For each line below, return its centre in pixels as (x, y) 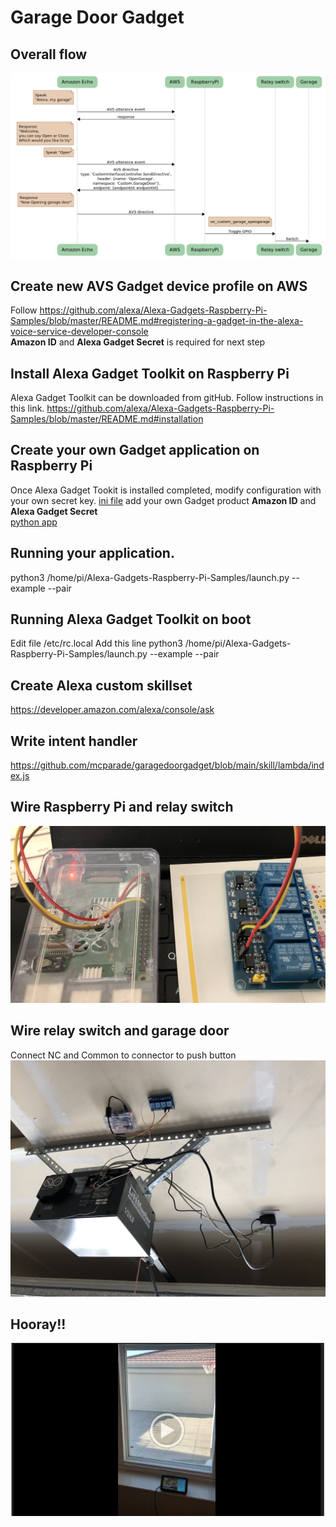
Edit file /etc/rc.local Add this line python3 (96, 643)
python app (34, 522)
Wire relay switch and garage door (120, 1031)
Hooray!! (38, 1324)
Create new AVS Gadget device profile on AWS (159, 286)
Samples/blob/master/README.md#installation (107, 418)
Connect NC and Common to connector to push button (123, 1055)
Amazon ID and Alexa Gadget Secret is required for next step (138, 342)
